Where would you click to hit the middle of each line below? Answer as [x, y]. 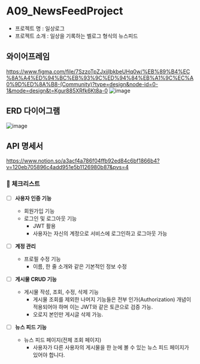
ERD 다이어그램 [33, 111]
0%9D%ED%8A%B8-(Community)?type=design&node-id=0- [82, 84]
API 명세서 [25, 146]
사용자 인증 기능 [33, 198]
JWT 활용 [44, 225]
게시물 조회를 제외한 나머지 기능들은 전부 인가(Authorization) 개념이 [112, 299]
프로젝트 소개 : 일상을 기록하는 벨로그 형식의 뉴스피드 [76, 36]
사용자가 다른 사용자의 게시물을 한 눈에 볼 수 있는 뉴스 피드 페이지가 [111, 347]
